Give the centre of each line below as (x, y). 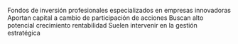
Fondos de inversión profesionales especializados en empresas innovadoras (119, 10)
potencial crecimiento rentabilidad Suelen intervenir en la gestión (102, 25)
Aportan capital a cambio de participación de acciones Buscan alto (106, 18)
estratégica (24, 33)
